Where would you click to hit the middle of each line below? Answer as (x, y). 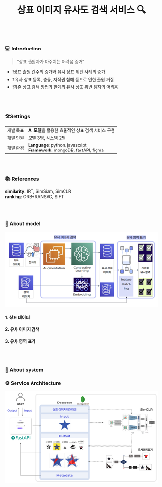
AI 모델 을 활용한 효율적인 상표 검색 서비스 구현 (72, 130)
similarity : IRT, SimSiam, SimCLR (38, 191)
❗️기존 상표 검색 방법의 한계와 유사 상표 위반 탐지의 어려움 (65, 87)
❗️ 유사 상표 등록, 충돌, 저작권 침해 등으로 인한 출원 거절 (63, 80)
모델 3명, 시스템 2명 (47, 138)
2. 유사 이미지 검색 (22, 329)
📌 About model (23, 223)
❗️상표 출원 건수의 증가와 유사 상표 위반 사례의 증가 (59, 72)
